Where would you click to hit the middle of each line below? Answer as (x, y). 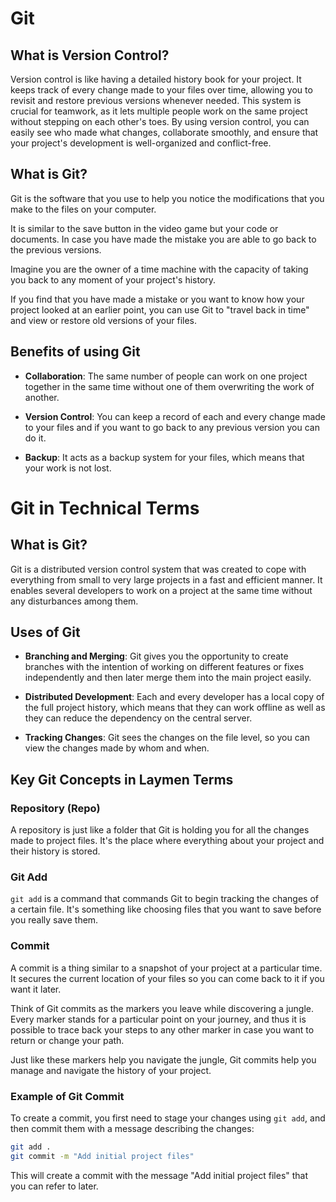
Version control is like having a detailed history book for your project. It (156, 79)
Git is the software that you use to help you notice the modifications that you (167, 198)
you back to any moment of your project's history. (113, 279)
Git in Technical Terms (105, 508)
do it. (35, 438)
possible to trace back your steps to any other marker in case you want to (162, 1029)
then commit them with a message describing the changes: (132, 1129)
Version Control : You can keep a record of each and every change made (175, 416)
